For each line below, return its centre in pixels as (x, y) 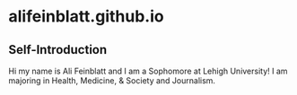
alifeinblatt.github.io (86, 17)
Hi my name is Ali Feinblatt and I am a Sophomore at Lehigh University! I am (148, 71)
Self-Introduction (58, 50)
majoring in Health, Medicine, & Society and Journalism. (112, 81)
